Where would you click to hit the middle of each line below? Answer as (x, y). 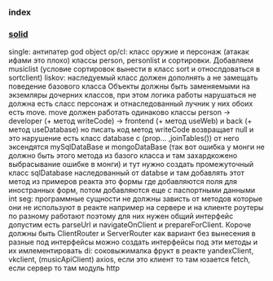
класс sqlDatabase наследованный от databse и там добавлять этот (126, 173)
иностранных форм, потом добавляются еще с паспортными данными (132, 191)
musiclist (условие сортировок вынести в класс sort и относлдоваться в (134, 69)
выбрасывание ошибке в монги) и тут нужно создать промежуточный (131, 165)
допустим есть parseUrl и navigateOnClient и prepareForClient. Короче (130, 225)
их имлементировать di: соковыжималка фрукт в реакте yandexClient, (131, 251)
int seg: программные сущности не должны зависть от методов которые (136, 199)
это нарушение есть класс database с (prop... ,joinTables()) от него (124, 138)
